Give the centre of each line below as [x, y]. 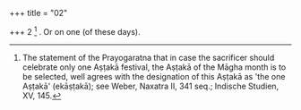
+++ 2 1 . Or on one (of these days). [75, 31]
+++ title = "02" [39, 13]
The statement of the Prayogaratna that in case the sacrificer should [148, 57]
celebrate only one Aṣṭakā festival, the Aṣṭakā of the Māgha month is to [154, 67]
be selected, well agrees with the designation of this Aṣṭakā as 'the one [154, 76]
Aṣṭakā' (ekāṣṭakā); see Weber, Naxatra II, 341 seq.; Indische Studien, [150, 86]
